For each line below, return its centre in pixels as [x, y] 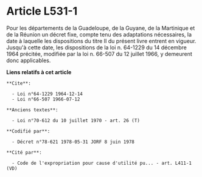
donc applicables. [29, 60]
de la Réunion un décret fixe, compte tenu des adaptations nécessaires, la [99, 34]
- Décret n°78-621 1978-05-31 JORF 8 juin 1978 [73, 142]
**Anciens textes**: [33, 110]
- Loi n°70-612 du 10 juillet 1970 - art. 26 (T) [76, 120]
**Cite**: [19, 83]
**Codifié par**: [28, 131]
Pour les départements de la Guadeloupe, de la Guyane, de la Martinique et [101, 28]
